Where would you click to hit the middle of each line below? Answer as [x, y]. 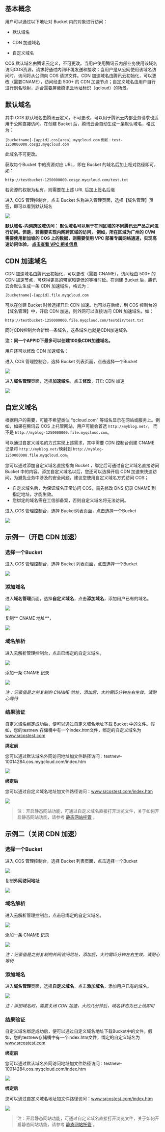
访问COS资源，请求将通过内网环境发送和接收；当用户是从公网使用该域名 [79, 69]
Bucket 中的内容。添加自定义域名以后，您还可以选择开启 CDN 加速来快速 [79, 472]
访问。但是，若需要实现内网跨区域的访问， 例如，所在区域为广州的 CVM [82, 232]
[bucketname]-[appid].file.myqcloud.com [47, 295]
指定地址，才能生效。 [34, 494]
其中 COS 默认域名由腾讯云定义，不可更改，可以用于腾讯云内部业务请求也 [80, 117]
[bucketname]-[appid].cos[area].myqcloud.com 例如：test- [64, 140]
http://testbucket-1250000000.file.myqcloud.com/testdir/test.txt [74, 320]
